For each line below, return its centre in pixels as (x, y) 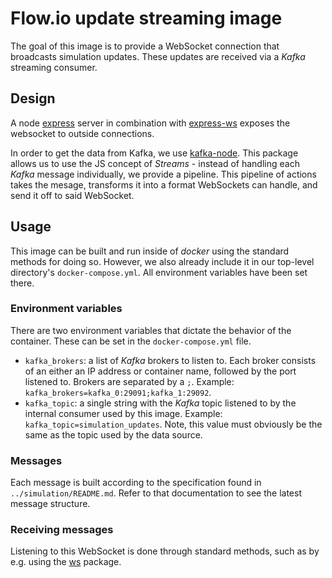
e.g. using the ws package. (66, 562)
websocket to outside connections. (82, 133)
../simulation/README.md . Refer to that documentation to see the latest (156, 493)
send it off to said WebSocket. (72, 195)
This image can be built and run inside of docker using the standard (150, 251)
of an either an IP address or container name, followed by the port (160, 371)
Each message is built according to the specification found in (136, 483)
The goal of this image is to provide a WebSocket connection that (145, 46)
